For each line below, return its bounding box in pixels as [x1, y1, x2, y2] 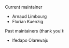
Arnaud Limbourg [12, 14, 47, 19]
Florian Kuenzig [12, 19, 43, 24]
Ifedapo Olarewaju [12, 37, 49, 43]
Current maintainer [5, 4, 42, 10]
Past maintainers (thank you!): [5, 28, 65, 33]
